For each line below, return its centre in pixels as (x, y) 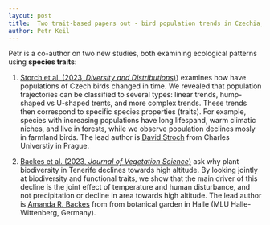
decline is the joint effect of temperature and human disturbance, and (135, 187)
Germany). (78, 213)
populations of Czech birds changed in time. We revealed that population (141, 86)
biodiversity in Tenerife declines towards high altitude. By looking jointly (139, 170)
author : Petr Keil (39, 31)
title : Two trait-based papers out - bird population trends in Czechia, (136, 23)
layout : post (30, 16)
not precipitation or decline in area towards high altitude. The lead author (141, 196)
